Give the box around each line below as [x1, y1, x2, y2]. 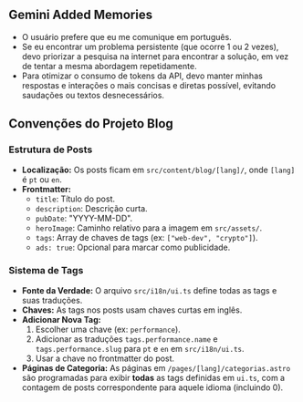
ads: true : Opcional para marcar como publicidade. [35, 242, 231, 253]
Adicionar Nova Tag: [21, 314, 101, 325]
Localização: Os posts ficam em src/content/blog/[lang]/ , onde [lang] [21, 164, 296, 175]
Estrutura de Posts [8, 143, 93, 156]
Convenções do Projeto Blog [8, 116, 174, 131]
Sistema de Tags [8, 264, 84, 277]
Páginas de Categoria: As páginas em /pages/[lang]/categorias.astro [21, 362, 291, 373]
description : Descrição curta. [35, 202, 148, 213]
